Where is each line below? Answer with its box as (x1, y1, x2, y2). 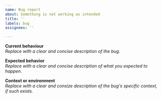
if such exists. (5, 88, 33, 94)
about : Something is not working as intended (5, 12, 100, 17)
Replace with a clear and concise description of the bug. (5, 49, 121, 54)
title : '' (5, 16, 26, 21)
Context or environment (5, 78, 55, 84)
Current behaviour (5, 43, 44, 49)
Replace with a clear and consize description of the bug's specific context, (5, 83, 158, 89)
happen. (5, 68, 22, 74)
